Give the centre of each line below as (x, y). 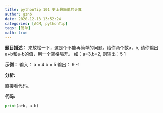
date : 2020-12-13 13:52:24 (33, 19)
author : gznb (19, 14)
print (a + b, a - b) (22, 106)
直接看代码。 (18, 86)
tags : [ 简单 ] (18, 28)
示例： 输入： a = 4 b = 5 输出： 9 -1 (42, 64)
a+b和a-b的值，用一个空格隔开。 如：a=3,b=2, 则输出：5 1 (66, 54)
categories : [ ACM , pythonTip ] (37, 24)
